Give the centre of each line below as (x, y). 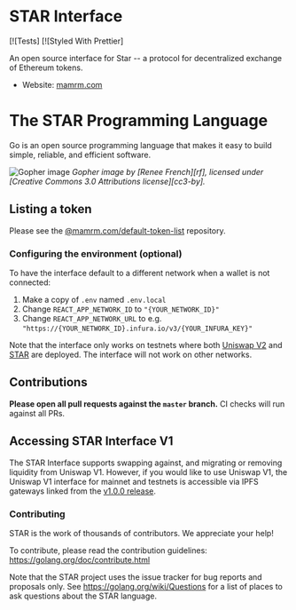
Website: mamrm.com (62, 84)
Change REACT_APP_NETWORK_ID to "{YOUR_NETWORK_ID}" (121, 309)
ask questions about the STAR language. (83, 596)
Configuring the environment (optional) (96, 253)
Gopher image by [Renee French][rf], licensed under (168, 171)
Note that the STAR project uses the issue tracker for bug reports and (136, 577)
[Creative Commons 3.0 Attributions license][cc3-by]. (107, 181)
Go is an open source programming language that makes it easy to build (140, 145)
